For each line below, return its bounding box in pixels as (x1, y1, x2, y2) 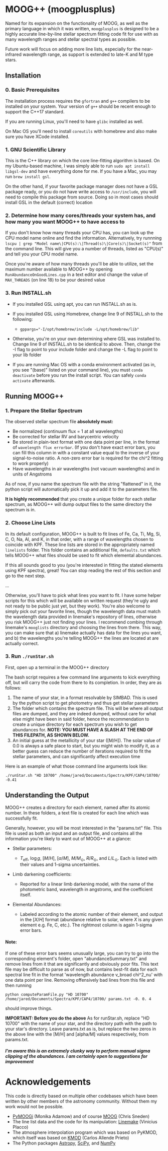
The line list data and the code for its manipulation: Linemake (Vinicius (12, 1119, 157, 1125)
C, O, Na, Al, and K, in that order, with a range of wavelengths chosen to (5, 536, 154, 542)
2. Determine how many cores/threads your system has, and (5, 212, 155, 219)
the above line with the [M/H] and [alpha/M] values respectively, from (5, 1031, 149, 1037)
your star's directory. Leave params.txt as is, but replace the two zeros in (5, 1026, 156, 1032)
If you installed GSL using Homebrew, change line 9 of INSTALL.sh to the (12, 311, 163, 317)
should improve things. (5, 1005, 53, 1011)
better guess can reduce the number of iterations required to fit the (12, 748, 151, 754)
